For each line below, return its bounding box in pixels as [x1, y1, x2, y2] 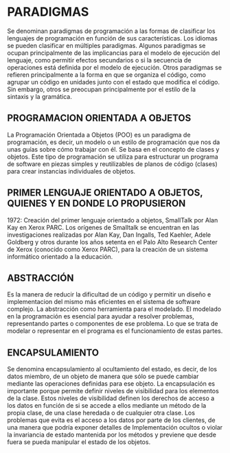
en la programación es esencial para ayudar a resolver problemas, [7, 312, 194, 321]
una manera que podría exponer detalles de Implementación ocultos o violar [7, 423, 223, 432]
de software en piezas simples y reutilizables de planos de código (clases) [7, 159, 218, 168]
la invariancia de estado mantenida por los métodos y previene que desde [7, 430, 216, 439]
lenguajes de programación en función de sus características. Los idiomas [7, 34, 218, 42]
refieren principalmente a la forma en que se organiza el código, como [7, 70, 207, 79]
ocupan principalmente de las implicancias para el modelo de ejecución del [7, 49, 220, 57]
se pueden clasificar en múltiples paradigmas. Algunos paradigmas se [7, 41, 206, 49]
